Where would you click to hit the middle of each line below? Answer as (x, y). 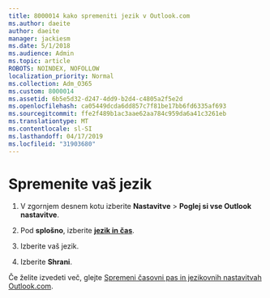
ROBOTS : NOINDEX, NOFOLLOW (54, 69)
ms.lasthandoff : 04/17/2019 (56, 136)
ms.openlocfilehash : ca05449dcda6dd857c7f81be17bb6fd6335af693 (118, 106)
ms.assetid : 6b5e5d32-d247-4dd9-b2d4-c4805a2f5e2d (96, 99)
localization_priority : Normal (61, 76)
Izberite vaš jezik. (49, 246)
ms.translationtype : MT (49, 121)
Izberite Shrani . (46, 262)
